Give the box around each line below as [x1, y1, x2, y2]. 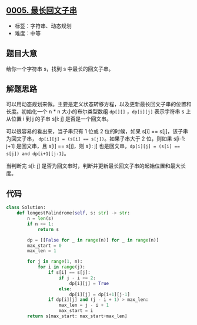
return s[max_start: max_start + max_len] [27, 313, 128, 319]
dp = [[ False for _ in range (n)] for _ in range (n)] [27, 237, 159, 243]
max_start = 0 [27, 243, 62, 249]
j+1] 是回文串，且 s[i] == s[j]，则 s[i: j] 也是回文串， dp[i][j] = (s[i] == [6, 143, 181, 150]
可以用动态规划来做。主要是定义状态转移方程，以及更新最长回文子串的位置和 [6, 100, 192, 108]
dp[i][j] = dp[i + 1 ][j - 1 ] [69, 292, 131, 297]
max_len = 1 [27, 248, 57, 254]
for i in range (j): [37, 264, 85, 270]
